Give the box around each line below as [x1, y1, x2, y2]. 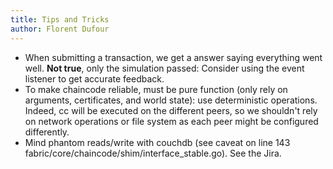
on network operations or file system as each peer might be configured [24, 115, 319, 127]
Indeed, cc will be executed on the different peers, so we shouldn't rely [24, 104, 318, 116]
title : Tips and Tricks [10, 14, 110, 25]
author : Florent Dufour [10, 24, 110, 34]
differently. [24, 126, 70, 138]
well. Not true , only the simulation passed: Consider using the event [24, 62, 305, 74]
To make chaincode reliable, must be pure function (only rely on [24, 83, 288, 95]
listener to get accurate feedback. [24, 72, 165, 85]
